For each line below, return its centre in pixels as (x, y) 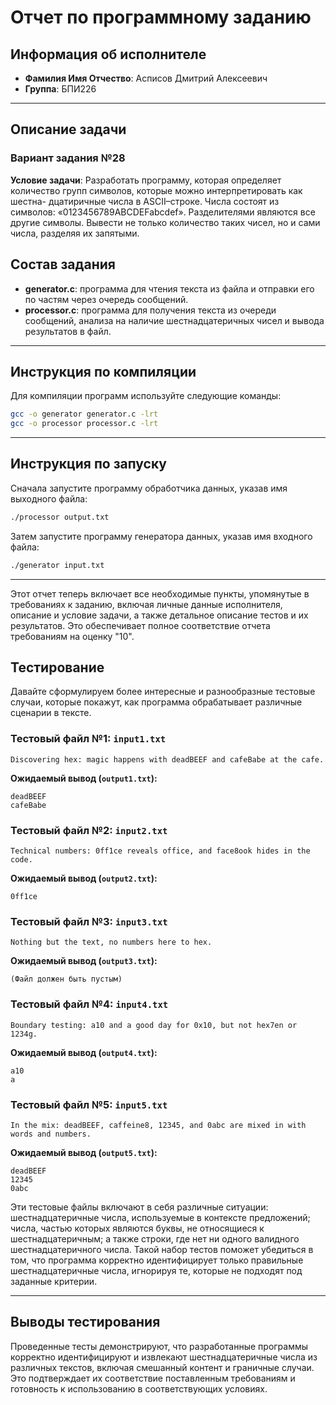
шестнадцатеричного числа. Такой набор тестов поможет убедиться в (162, 1249)
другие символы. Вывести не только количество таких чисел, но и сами (165, 222)
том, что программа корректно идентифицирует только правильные (157, 1260)
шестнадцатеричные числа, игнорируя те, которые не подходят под (156, 1270)
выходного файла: (49, 498)
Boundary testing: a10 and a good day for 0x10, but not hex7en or (154, 1025)
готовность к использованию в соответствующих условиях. (139, 1388)
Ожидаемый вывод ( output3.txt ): (84, 961)
